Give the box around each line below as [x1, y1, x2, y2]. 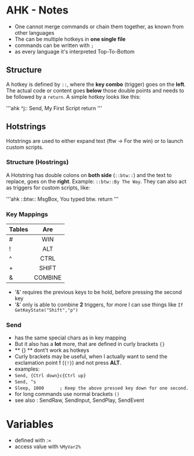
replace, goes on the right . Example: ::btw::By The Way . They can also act [6, 178, 186, 185]
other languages [14, 29, 55, 36]
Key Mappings [6, 210, 48, 218]
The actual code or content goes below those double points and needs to [6, 86, 185, 94]
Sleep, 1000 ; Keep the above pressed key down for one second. [14, 385, 189, 391]
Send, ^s [14, 379, 36, 385]
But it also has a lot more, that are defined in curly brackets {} [14, 341, 165, 348]
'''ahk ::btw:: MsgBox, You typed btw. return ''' [6, 195, 119, 202]
